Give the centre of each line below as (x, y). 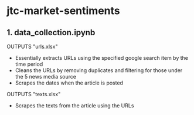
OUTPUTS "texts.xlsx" (34, 94)
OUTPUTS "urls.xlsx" (32, 46)
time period (29, 64)
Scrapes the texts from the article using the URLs (74, 106)
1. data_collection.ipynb (51, 33)
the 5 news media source (46, 77)
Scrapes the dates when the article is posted (69, 83)
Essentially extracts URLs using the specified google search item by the (101, 58)
